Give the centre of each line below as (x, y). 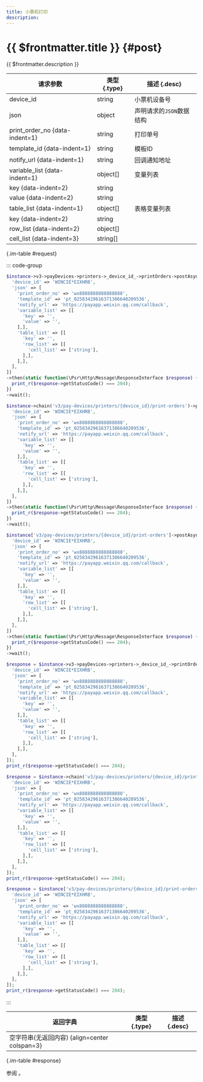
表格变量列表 (153, 209)
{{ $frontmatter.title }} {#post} (84, 48)
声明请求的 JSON (156, 111)
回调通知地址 (153, 160)
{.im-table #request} (32, 254)
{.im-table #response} (34, 1061)
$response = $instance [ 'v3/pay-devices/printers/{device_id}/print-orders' (104, 889)
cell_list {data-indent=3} (44, 239)
